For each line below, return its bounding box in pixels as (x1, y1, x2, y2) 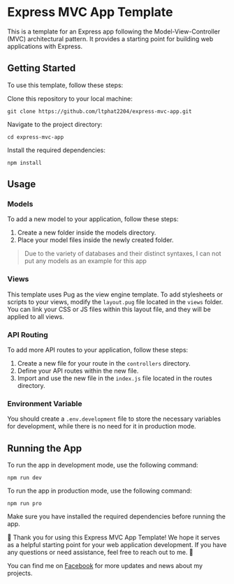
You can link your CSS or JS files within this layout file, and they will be (7, 305, 211, 313)
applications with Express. (7, 42, 83, 50)
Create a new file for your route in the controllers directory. (17, 359, 191, 368)
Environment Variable (7, 398, 82, 408)
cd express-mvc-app (7, 133, 64, 140)
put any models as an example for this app (24, 257, 147, 265)
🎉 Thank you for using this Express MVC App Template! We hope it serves (7, 533, 220, 541)
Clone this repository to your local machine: (7, 94, 133, 103)
